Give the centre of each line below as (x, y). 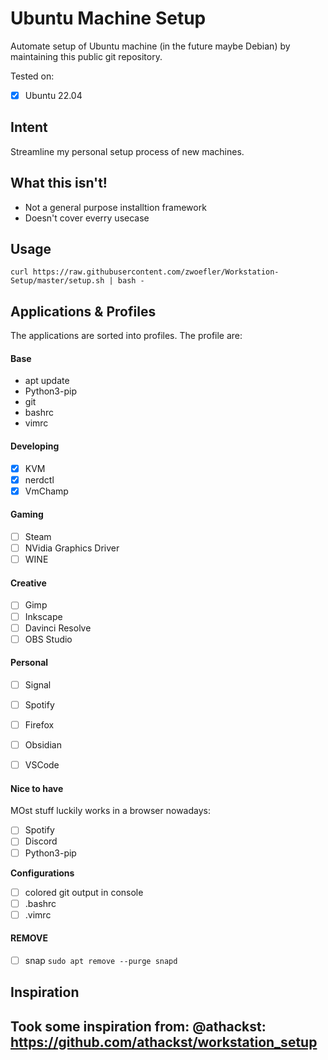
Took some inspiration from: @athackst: (138, 1026)
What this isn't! (59, 183)
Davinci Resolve (58, 628)
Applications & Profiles (83, 311)
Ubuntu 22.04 (53, 95)
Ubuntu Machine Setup (108, 18)
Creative (28, 583)
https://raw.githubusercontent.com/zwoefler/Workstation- (156, 272)
